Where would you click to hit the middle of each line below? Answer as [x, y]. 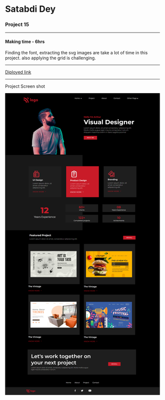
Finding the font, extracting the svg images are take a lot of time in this [77, 52]
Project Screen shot [25, 86]
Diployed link [18, 72]
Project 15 [17, 25]
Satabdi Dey [30, 9]
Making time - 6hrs [25, 42]
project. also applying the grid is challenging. [51, 58]
